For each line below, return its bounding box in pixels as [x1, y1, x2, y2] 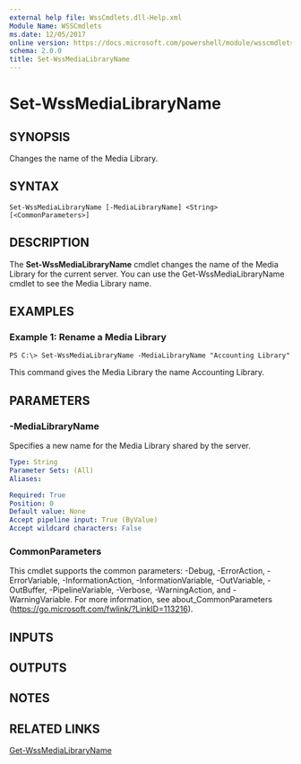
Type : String [9, 458, 58, 467]
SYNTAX [9, 179, 60, 194]
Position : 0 [9, 499, 54, 508]
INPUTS [9, 629, 54, 645]
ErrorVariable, [9, 575, 61, 586]
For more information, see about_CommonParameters [74, 594, 273, 605]
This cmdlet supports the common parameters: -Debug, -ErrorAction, [9, 566, 266, 576]
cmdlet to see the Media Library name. [9, 277, 152, 288]
